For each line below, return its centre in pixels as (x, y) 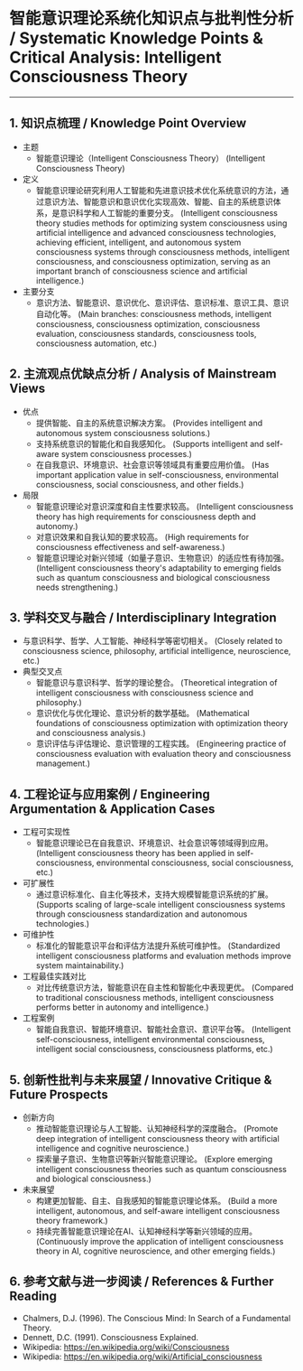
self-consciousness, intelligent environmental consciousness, (150, 1040)
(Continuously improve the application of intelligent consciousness (160, 1241)
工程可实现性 (46, 832)
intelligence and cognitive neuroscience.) (112, 1148)
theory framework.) (72, 1221)
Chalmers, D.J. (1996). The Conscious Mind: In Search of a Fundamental (156, 1318)
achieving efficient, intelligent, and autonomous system (138, 242)
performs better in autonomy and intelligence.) (122, 1007)
